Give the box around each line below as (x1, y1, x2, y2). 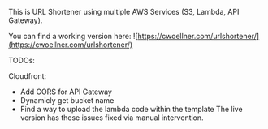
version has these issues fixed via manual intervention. (19, 113, 205, 123)
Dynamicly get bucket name (19, 96, 115, 105)
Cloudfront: (8, 71, 47, 80)
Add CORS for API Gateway (19, 87, 112, 97)
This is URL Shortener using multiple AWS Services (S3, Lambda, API (8, 7, 240, 16)
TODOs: (8, 56, 35, 65)
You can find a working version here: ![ (8, 32, 138, 41)
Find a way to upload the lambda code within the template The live (19, 105, 243, 114)
